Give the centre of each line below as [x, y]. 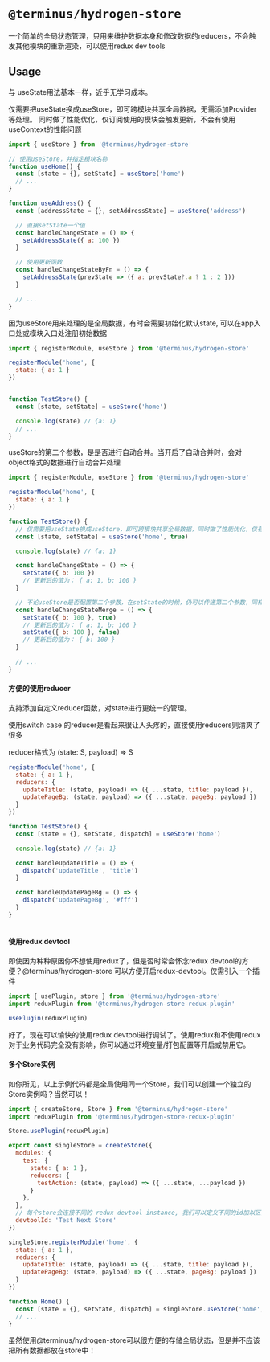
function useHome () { [45, 166]
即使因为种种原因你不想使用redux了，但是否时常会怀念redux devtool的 [125, 961]
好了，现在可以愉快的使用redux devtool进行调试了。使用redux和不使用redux [135, 1034]
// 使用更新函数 [39, 262]
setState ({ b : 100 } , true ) [70, 617]
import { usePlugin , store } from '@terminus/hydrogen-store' [115, 996]
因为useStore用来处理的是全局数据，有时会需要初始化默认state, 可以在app [131, 323]
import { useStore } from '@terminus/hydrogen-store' [100, 144]
